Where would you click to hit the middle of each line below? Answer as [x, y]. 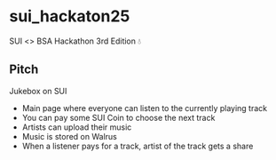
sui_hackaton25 [70, 16]
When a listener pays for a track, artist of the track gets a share [138, 146]
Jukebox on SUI [38, 91]
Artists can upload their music [77, 127]
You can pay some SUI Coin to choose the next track [118, 117]
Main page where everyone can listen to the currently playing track [145, 108]
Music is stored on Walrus [69, 136]
